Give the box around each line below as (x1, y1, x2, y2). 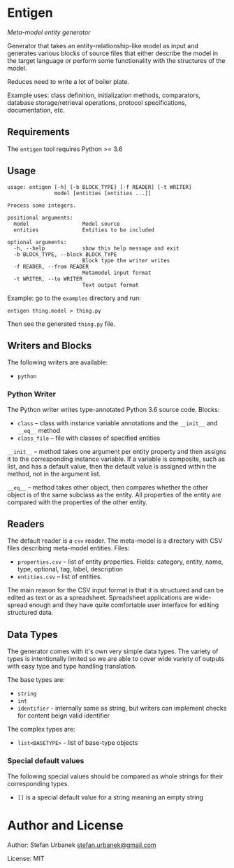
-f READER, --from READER (13, 263, 89, 270)
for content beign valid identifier (17, 711, 110, 720)
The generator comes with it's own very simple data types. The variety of (7, 647, 219, 655)
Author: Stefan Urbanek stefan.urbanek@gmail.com (7, 841, 156, 849)
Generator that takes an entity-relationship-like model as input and (7, 41, 198, 50)
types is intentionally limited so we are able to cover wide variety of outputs (7, 655, 225, 663)
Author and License (7, 817, 124, 833)
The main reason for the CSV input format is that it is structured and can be (7, 586, 224, 595)
